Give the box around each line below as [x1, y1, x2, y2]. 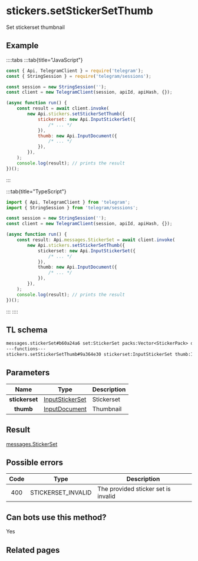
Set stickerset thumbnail [6, 24, 65, 31]
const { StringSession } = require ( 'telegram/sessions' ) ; [6, 73, 151, 79]
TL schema [6, 325, 48, 335]
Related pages [6, 545, 60, 555]
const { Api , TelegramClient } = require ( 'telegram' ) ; [6, 68, 144, 74]
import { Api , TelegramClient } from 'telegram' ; [6, 199, 131, 205]
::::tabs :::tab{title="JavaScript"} [6, 56, 84, 63]
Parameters [6, 368, 50, 378]
